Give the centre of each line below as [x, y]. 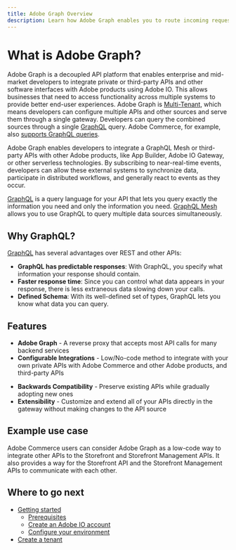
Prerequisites [47, 517]
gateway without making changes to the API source [92, 409]
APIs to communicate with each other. [62, 470]
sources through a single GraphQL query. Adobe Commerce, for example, [114, 127]
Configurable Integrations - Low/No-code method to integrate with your [123, 358]
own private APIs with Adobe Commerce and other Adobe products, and [122, 366]
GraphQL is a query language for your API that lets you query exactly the [112, 199]
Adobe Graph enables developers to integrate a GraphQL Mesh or [103, 148]
